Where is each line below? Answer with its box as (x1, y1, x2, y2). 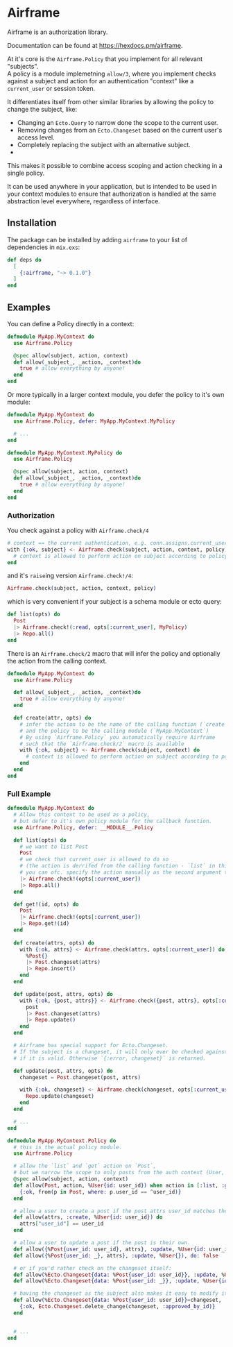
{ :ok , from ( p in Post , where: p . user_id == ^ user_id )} (19, 1188, 182, 1195)
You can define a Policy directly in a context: (7, 319, 135, 328)
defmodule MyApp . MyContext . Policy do (7, 1137, 116, 1144)
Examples (7, 301, 51, 313)
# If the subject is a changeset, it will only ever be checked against (13, 1048, 228, 1056)
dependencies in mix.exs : (7, 243, 80, 251)
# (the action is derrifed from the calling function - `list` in (19, 863, 216, 870)
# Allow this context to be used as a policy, (13, 811, 150, 818)
